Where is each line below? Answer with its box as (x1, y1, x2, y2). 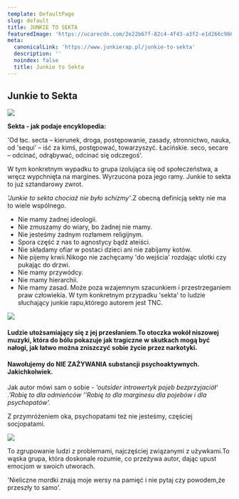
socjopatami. (7, 420, 46, 428)
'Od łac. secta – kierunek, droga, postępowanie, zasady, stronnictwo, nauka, (7, 136, 231, 145)
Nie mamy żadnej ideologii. (17, 215, 97, 224)
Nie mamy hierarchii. (17, 276, 78, 284)
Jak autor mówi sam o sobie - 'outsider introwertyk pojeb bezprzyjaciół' (7, 383, 218, 392)
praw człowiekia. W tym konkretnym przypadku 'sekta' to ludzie (17, 291, 206, 299)
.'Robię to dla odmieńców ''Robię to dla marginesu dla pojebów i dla (7, 391, 207, 399)
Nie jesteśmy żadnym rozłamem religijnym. (17, 230, 144, 239)
